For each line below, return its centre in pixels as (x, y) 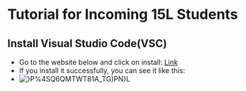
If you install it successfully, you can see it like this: (102, 71)
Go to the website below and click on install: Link (98, 62)
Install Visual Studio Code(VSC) (87, 44)
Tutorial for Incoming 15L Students (123, 15)
